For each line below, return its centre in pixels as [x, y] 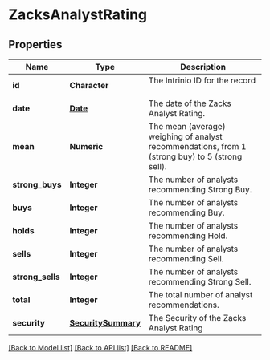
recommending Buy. [186, 212]
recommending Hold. [188, 236]
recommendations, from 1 [197, 146]
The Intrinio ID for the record [202, 80]
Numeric [86, 146]
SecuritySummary [105, 323]
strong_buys [37, 184]
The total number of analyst [200, 295]
